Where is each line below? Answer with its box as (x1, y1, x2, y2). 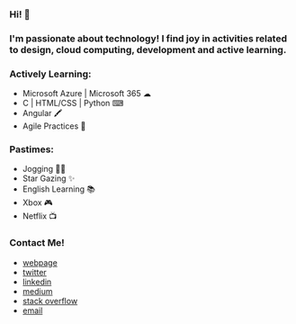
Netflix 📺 (22, 211, 58, 221)
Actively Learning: (9, 67, 92, 80)
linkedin (22, 276, 52, 287)
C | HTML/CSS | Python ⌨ (22, 98, 124, 109)
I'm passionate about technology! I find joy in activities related (9, 31, 288, 44)
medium (22, 285, 53, 296)
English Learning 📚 (22, 184, 96, 194)
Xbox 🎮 (22, 197, 53, 208)
